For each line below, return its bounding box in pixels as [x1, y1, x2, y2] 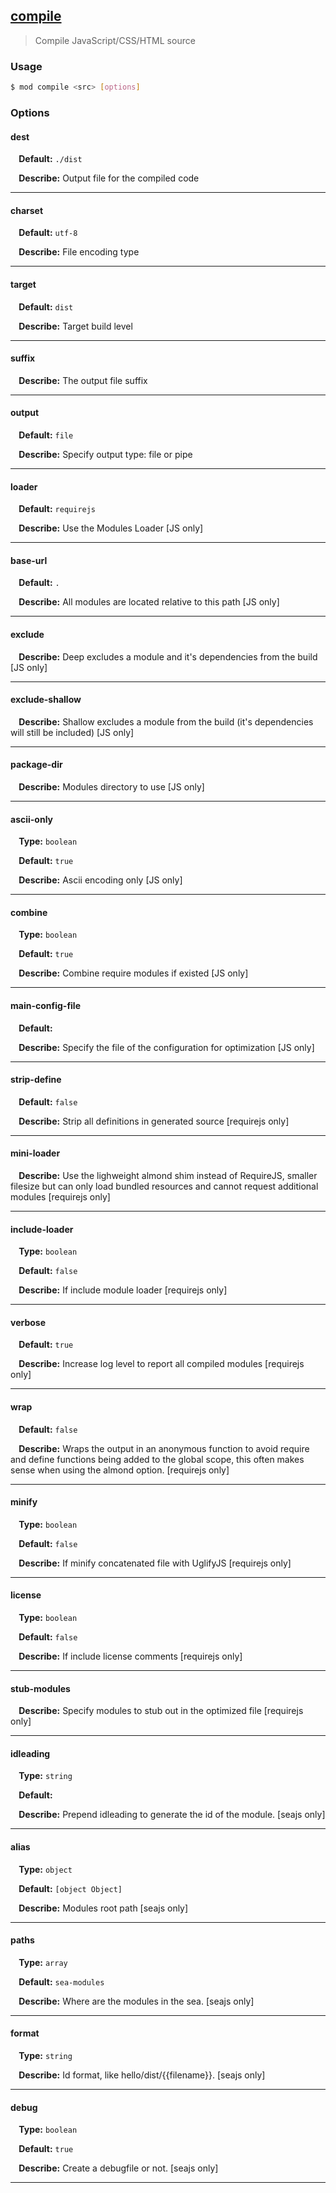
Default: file [18, 429, 74, 441]
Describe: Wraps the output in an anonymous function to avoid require [18, 1442, 310, 1454]
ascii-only [10, 813, 54, 825]
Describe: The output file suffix [18, 374, 148, 386]
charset [10, 204, 44, 216]
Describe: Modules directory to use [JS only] [18, 780, 205, 793]
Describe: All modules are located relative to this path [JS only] [18, 596, 280, 608]
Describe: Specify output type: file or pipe [18, 448, 193, 460]
